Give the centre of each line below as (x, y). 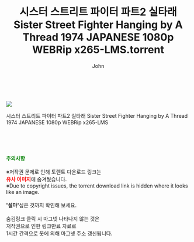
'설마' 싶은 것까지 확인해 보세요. (41, 205)
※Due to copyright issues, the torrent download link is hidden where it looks (97, 186)
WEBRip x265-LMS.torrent (98, 50)
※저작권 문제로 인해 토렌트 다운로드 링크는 (54, 172)
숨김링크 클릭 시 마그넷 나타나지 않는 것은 (53, 219)
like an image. (23, 192)
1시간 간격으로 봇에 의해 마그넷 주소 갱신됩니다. (59, 233)
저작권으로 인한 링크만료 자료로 (41, 226)
